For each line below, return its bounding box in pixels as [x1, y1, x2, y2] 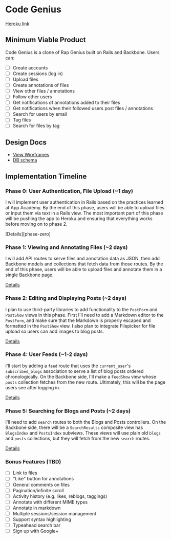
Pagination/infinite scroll [12, 487, 64, 493]
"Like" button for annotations [12, 476, 74, 482]
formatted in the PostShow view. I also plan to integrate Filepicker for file [5, 322, 156, 329]
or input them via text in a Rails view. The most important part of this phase [5, 210, 163, 216]
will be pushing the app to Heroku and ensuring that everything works [5, 215, 153, 222]
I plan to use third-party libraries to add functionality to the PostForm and [5, 306, 158, 312]
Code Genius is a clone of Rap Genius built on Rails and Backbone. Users [5, 49, 160, 55]
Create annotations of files [12, 82, 69, 88]
